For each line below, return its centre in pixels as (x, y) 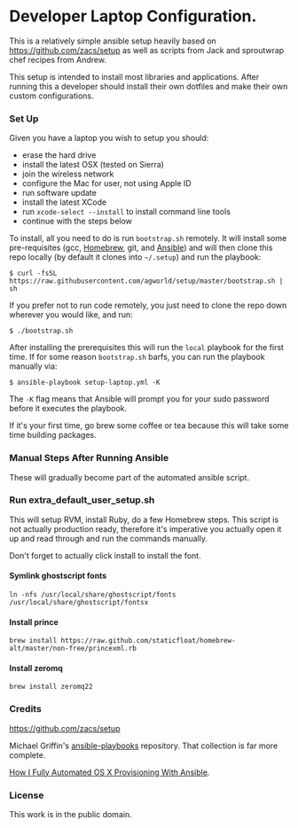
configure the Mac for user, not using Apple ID (107, 184)
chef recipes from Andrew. (58, 59)
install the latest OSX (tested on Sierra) (93, 165)
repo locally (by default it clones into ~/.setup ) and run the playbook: (135, 257)
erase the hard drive (59, 155)
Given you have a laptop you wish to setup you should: (109, 138)
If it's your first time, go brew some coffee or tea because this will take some (149, 426)
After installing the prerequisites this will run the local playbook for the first (146, 348)
